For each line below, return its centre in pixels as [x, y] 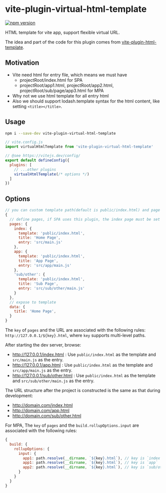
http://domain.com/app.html [41, 410]
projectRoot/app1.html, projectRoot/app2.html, [67, 85]
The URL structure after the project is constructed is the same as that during [83, 390]
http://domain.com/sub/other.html [47, 416]
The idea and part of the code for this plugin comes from [63, 42]
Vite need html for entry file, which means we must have [70, 75]
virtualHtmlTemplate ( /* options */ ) [52, 174]
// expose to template [33, 302]
